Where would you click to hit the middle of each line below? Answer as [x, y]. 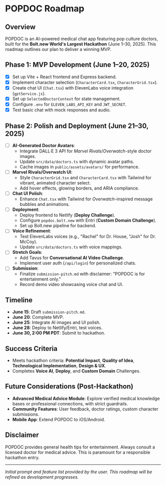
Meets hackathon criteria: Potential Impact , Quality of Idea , [73, 361]
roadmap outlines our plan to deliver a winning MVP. [58, 49]
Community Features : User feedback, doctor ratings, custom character [85, 409]
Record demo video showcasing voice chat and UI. [71, 285]
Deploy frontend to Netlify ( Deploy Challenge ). [67, 215]
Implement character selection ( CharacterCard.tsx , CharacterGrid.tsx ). [85, 82]
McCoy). [28, 242]
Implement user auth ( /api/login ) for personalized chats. [78, 263]
